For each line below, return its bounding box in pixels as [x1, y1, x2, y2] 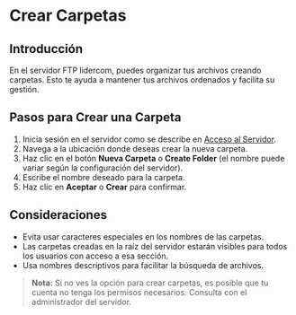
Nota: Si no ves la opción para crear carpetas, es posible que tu [31, 277, 269, 288]
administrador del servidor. [31, 296, 132, 307]
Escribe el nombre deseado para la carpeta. [22, 171, 185, 182]
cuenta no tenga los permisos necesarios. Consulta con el [31, 286, 247, 297]
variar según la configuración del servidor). [22, 162, 184, 173]
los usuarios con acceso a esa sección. [22, 250, 169, 261]
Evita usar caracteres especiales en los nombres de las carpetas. [22, 231, 265, 242]
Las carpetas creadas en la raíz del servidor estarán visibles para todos [22, 241, 288, 251]
